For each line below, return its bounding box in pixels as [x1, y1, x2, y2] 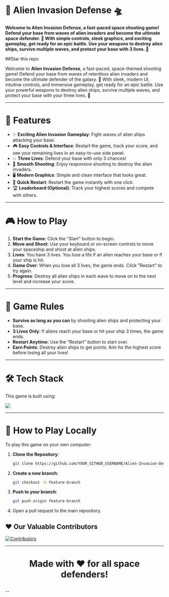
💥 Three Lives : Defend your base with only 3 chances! [12, 155, 127, 161]
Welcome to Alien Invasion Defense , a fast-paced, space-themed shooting [5, 65, 162, 72]
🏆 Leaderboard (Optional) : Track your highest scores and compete [12, 185, 154, 191]
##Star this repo [5, 55, 39, 61]
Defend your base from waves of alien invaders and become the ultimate [5, 30, 160, 36]
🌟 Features [5, 115, 51, 126]
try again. [12, 268, 33, 274]
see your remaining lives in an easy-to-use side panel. [12, 150, 125, 156]
